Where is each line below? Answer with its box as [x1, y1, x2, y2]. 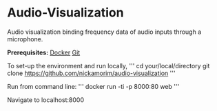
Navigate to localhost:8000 [7, 95, 85, 104]
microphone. [7, 34, 43, 43]
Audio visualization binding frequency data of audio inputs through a [7, 28, 202, 36]
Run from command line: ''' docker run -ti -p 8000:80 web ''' [7, 82, 180, 90]
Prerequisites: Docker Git [7, 48, 81, 57]
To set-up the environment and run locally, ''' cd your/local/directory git [7, 61, 210, 70]
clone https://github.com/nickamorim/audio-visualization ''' [7, 69, 176, 77]
